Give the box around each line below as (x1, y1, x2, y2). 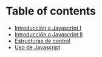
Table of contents (5, 4, 97, 18)
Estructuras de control (14, 37, 70, 44)
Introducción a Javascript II (14, 30, 83, 38)
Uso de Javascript (14, 44, 61, 51)
